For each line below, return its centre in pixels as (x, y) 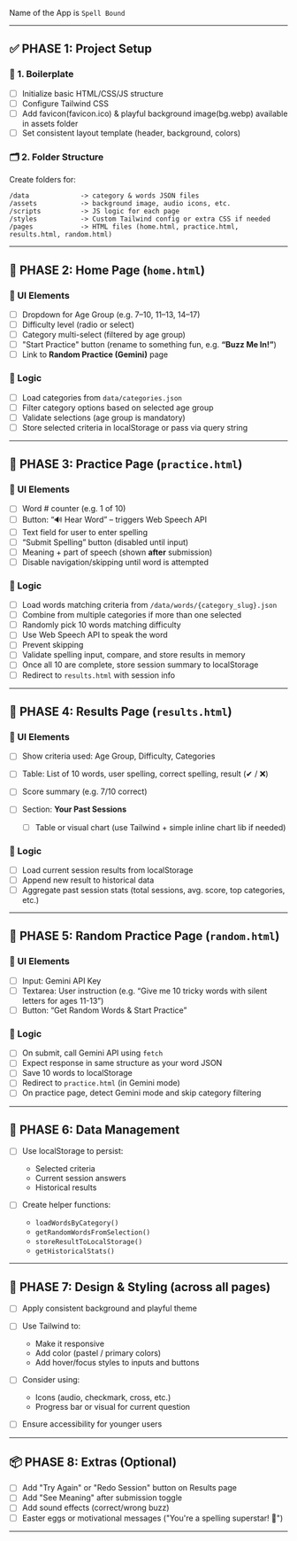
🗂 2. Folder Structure (57, 157)
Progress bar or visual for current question (113, 1407)
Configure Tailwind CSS (65, 103)
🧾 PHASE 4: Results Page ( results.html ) (121, 711)
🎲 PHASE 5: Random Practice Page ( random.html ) (145, 936)
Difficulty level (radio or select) (78, 324)
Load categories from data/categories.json (102, 397)
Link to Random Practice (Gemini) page (95, 354)
